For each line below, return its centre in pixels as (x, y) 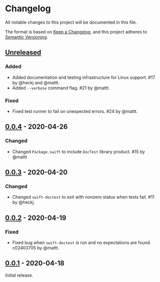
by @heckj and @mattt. (36, 82)
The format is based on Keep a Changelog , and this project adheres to (76, 32)
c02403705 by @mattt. (36, 247)
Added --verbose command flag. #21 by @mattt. (61, 88)
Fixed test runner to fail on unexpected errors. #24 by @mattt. (75, 111)
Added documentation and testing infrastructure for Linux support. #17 (84, 77)
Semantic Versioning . (27, 37)
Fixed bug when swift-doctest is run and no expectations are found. (81, 243)
